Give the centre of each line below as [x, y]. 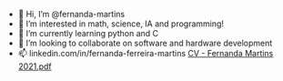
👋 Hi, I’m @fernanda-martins [71, 14]
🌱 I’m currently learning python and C [88, 33]
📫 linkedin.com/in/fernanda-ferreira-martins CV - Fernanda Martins [146, 53]
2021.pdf [35, 66]
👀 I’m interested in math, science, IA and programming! [121, 24]
